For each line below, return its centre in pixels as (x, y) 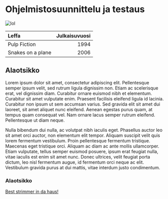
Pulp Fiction (22, 44)
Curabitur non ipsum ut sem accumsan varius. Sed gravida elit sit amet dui (83, 104)
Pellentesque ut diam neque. (35, 120)
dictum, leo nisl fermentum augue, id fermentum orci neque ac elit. (75, 162)
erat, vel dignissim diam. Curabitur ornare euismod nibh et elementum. (79, 93)
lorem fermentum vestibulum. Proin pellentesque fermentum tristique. (78, 140)
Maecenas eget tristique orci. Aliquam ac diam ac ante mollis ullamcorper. (82, 146)
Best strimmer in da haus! (32, 192)
